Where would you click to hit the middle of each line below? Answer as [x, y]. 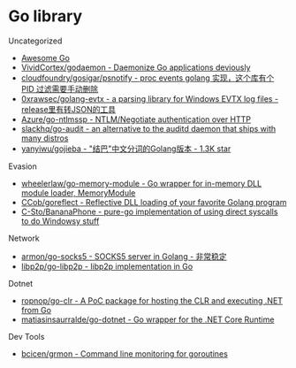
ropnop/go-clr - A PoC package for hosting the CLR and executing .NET [152, 300]
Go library [46, 16]
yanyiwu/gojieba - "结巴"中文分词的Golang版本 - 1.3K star [126, 149]
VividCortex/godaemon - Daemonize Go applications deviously [136, 67]
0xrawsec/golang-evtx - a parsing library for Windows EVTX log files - [150, 98]
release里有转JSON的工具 [68, 109]
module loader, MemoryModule [78, 193]
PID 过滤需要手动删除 [60, 88]
